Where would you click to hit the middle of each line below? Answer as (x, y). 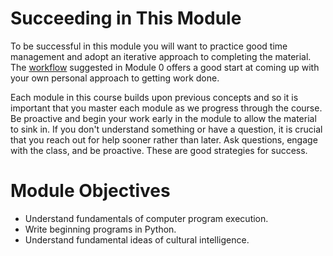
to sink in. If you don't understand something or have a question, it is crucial (166, 129)
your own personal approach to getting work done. (115, 78)
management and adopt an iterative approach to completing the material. (161, 56)
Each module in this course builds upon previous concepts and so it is (154, 97)
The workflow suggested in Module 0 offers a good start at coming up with (165, 67)
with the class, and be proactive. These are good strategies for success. (159, 150)
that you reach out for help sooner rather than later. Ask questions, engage (164, 139)
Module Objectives (90, 191)
